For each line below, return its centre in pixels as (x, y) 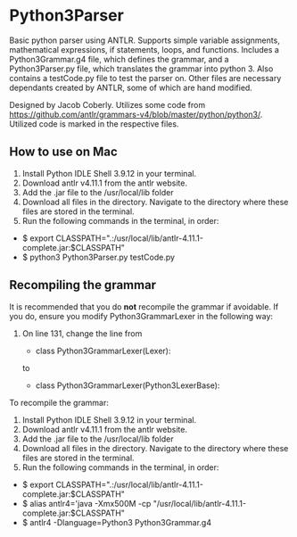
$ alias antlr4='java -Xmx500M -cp (87, 503)
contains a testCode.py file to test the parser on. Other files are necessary (145, 78)
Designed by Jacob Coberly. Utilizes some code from (107, 104)
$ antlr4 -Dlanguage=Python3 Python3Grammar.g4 (117, 522)
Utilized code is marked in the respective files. (94, 124)
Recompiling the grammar (83, 285)
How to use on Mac (63, 152)
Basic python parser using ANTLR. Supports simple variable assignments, (145, 40)
